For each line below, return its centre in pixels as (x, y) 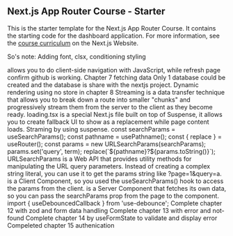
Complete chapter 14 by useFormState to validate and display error (121, 218)
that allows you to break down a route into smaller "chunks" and (99, 100)
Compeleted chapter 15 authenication (61, 225)
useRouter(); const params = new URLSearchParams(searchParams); (107, 144)
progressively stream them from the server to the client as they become (110, 107)
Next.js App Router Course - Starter (86, 11)
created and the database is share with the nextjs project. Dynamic (103, 85)
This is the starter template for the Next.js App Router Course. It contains (112, 28)
